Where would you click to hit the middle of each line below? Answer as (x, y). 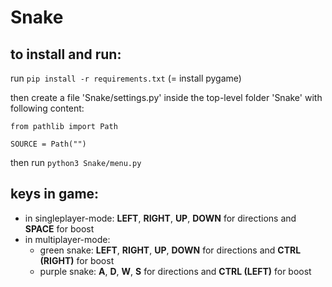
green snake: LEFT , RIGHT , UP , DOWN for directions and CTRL (170, 250)
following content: (47, 108)
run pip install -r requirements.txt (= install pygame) (126, 78)
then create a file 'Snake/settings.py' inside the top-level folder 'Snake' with (166, 97)
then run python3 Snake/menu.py (76, 162)
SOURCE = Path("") (48, 144)
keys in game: (55, 194)
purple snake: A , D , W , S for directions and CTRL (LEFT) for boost (175, 271)
